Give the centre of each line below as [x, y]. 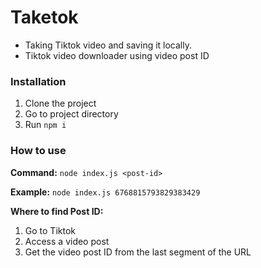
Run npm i [45, 125]
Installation [38, 81]
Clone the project [60, 103]
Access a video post [67, 241]
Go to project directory [71, 114]
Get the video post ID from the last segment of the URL [138, 252]
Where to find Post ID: [57, 211]
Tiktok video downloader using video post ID [117, 55]
